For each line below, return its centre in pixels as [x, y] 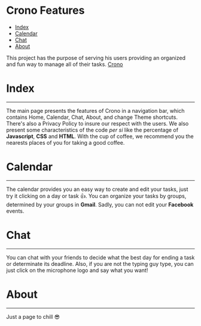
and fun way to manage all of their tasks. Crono [65, 64]
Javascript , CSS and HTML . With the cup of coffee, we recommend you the [100, 136]
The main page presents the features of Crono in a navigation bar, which [95, 110]
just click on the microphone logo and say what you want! [77, 270]
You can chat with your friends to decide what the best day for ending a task [100, 257]
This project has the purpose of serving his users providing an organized [96, 58]
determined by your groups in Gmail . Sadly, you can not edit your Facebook [100, 204]
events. [15, 211]
